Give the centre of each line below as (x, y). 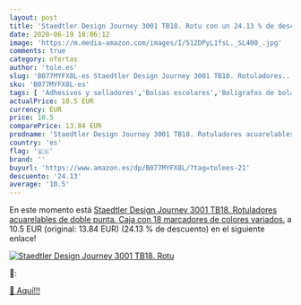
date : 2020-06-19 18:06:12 (60, 34)
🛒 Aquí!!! (25, 291)
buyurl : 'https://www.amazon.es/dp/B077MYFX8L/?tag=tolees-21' (130, 168)
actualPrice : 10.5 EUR (52, 101)
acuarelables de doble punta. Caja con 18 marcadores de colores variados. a (150, 220)
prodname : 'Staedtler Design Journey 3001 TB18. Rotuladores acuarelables (152, 135)
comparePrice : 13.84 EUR (56, 126)
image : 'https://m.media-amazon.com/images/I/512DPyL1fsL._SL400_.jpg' (146, 43)
